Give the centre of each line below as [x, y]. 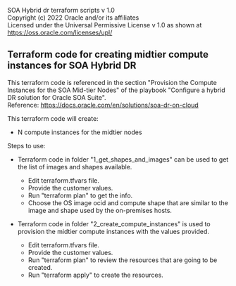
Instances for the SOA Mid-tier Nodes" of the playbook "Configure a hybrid [116, 90]
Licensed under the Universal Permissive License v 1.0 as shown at [105, 25]
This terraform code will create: [53, 118]
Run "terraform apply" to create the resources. [95, 275]
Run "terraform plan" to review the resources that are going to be [123, 260]
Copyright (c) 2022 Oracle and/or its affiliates [73, 18]
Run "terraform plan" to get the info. [80, 195]
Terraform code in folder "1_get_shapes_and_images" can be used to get [123, 159]
